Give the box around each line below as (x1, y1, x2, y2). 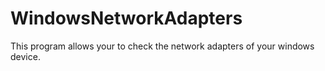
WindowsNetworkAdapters (10, 7, 243, 30)
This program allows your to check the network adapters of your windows (10, 40, 315, 52)
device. (10, 50, 41, 62)
